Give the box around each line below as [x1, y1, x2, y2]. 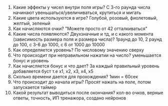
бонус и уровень [12, 58, 49, 63]
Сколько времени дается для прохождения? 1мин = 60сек [12, 74, 138, 79]
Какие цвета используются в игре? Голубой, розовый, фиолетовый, [12, 15, 158, 21]
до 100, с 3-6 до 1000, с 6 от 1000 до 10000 [12, 42, 105, 47]
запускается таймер [12, 84, 56, 90]
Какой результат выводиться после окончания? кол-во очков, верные [12, 90, 163, 95]
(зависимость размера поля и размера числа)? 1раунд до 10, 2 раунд [12, 36, 162, 42]
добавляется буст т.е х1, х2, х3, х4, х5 [12, 68, 94, 74]
